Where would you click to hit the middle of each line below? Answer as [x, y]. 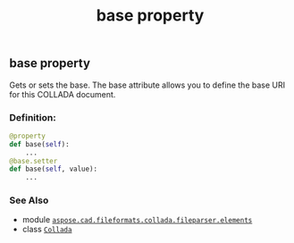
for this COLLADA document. [63, 94]
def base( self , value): [54, 169]
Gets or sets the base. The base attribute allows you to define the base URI [147, 85]
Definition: [33, 117]
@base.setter [34, 161]
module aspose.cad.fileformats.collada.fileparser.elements [137, 220]
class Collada [47, 230]
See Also [29, 200]
